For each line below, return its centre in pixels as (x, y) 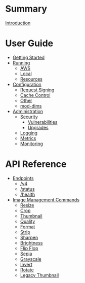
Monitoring (31, 144)
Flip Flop (29, 248)
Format (28, 227)
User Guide (29, 43)
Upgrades (38, 127)
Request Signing (37, 90)
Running (21, 63)
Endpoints (23, 178)
